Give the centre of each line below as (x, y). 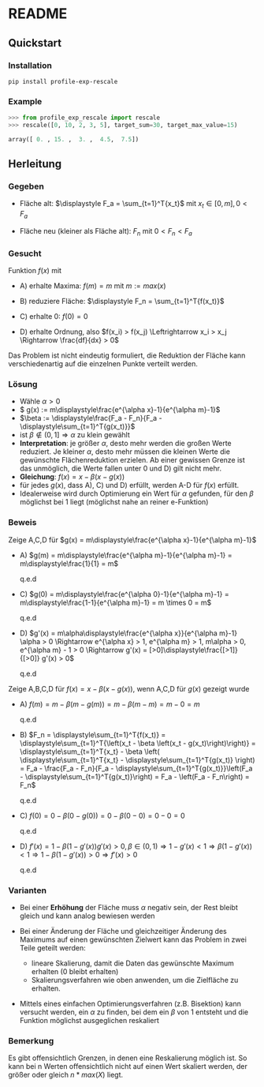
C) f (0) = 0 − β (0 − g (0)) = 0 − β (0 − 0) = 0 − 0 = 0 (102, 815)
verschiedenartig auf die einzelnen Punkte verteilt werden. (103, 364)
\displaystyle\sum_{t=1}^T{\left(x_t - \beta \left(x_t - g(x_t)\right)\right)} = (138, 743)
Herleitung (35, 164)
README (38, 14)
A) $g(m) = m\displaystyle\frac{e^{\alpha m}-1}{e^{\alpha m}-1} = (126, 555)
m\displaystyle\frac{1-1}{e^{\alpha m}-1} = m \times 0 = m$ (115, 602)
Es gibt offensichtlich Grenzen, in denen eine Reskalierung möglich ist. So (128, 1058)
